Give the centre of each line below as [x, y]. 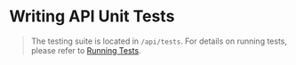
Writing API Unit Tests [92, 16]
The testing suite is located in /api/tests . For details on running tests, [159, 41]
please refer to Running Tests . [86, 50]
